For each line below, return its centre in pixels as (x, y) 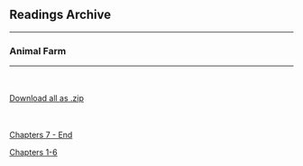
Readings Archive (60, 15)
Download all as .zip (46, 98)
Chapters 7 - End (41, 135)
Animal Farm (38, 51)
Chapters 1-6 (33, 152)
